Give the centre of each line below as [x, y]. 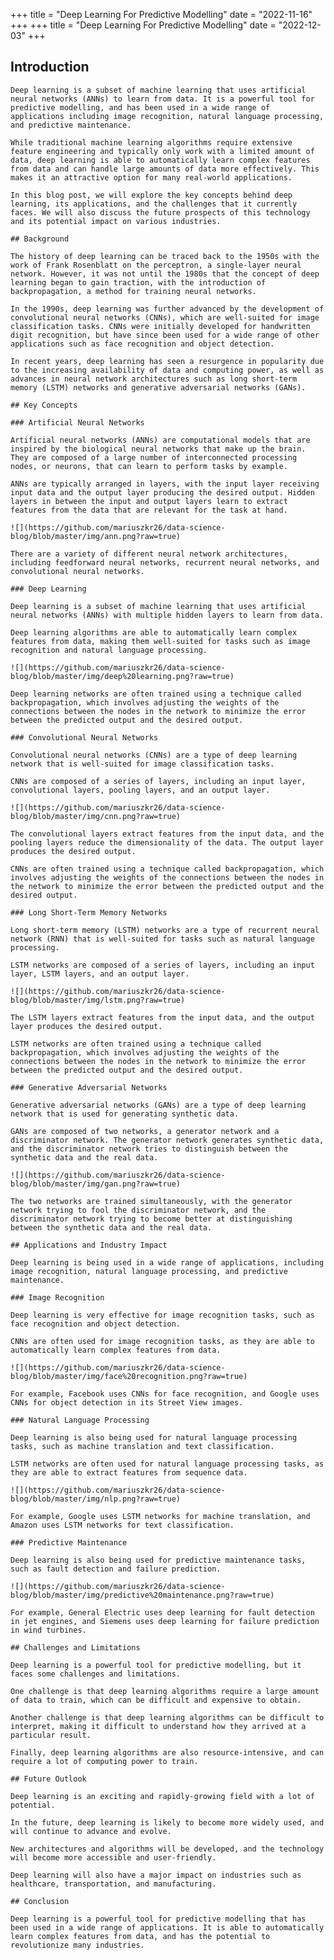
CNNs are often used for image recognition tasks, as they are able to [162, 1341]
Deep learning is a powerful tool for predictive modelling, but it [156, 1665]
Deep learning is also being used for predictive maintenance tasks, [158, 1560]
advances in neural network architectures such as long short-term [154, 379]
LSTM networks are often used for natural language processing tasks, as [167, 1464]
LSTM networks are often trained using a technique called [136, 1044]
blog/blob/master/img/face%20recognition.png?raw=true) [129, 1376]
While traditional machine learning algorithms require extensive [151, 142]
